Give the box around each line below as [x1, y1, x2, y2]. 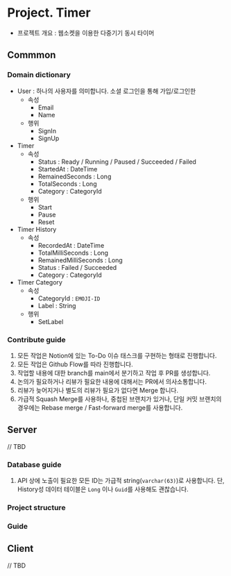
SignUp [37, 134, 60, 142]
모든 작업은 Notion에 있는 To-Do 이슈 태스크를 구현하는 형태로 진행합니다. [17, 351, 217, 359]
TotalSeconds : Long [37, 179, 97, 188]
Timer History [17, 225, 57, 233]
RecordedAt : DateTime [37, 241, 105, 249]
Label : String [37, 301, 76, 310]
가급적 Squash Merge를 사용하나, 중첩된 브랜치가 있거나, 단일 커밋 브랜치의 [17, 394, 222, 403]
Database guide [7, 459, 62, 469]
